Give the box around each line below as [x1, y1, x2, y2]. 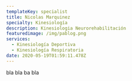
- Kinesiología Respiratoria [11, 47, 84, 53]
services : [6, 36, 31, 42]
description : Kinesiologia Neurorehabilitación [6, 25, 127, 31]
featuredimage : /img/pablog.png [6, 31, 86, 37]
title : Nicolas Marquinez [6, 14, 70, 20]
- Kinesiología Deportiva [11, 42, 76, 48]
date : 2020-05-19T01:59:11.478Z [6, 53, 86, 59]
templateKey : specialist [6, 8, 68, 15]
